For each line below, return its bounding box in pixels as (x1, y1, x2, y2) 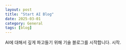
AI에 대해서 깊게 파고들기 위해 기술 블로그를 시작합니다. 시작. (5, 40, 121, 46)
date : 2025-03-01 (5, 16, 41, 21)
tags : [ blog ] (5, 25, 32, 30)
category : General (5, 21, 43, 26)
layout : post (5, 7, 32, 12)
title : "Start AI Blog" (5, 12, 54, 17)
